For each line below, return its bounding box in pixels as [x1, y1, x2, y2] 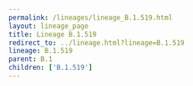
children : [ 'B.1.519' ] [8, 64, 93, 73]
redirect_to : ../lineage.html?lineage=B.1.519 [8, 38, 185, 47]
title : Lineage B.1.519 [8, 30, 97, 39]
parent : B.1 [8, 55, 53, 64]
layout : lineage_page [8, 21, 89, 30]
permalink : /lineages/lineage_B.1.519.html [8, 13, 173, 22]
